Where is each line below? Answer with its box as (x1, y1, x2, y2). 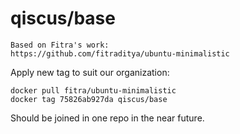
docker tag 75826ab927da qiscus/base (10, 94, 168, 104)
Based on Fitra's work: (10, 40, 110, 50)
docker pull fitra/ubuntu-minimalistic (10, 85, 177, 96)
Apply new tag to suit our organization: (10, 66, 170, 78)
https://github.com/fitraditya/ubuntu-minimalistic (10, 48, 230, 59)
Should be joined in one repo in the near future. (10, 112, 205, 124)
